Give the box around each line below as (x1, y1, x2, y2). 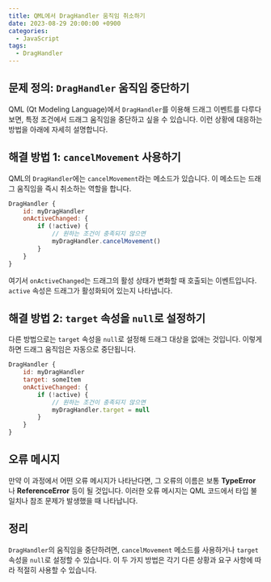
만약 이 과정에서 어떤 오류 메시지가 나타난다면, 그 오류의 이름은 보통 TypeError (8, 475, 256, 485)
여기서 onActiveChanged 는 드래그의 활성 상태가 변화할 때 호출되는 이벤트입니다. (8, 276, 257, 285)
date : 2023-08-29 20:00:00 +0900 (8, 19, 121, 27)
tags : (8, 42, 27, 50)
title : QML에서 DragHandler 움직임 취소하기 (8, 11, 146, 20)
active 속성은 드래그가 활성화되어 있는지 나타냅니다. (8, 285, 173, 295)
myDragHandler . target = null (51, 406, 150, 414)
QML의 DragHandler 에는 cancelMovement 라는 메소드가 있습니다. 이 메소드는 (8, 173, 247, 183)
